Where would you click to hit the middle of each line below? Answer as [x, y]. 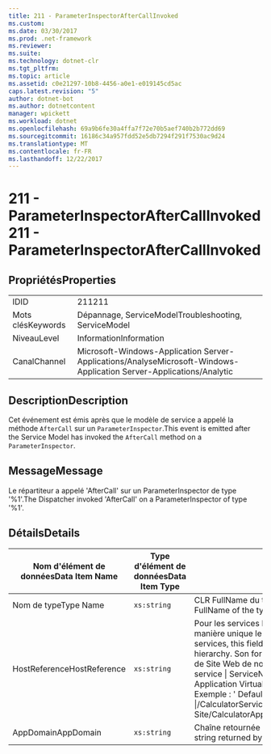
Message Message [56, 471]
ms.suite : [25, 53]
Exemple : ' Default [230, 694]
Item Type [160, 586]
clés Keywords [39, 325]
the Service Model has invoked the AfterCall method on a [105, 437]
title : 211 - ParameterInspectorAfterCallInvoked [94, 16]
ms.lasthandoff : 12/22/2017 [56, 159]
